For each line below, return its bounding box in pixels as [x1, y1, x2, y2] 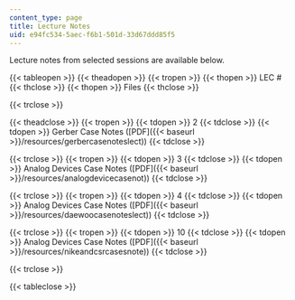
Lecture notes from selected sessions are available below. [9, 55, 226, 66]
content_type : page [9, 13, 83, 23]
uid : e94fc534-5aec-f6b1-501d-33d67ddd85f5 [9, 30, 176, 39]
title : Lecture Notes [9, 22, 91, 31]
